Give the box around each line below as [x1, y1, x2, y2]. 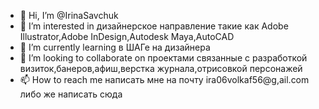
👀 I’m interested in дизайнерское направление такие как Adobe [19, 20, 289, 32]
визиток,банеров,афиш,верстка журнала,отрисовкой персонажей [19, 63, 303, 74]
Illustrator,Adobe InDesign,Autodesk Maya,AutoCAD [19, 31, 235, 42]
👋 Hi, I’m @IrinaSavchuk [19, 10, 119, 21]
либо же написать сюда [19, 88, 123, 100]
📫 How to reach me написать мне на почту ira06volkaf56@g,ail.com [19, 74, 310, 85]
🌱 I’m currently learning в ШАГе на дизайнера [19, 41, 211, 53]
